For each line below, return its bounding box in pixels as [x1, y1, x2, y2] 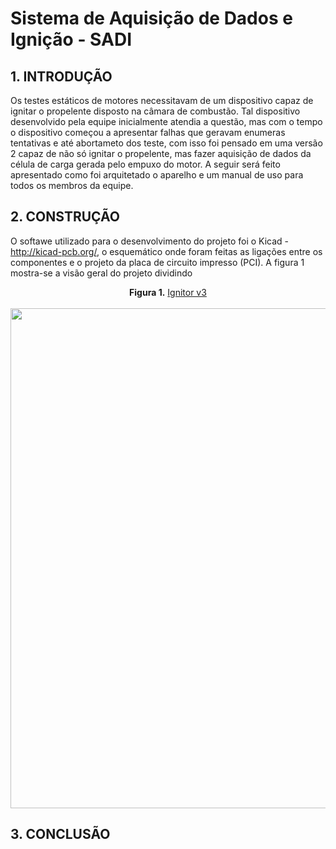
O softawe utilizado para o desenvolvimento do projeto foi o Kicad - [10, 235, 289, 247]
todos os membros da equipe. [10, 180, 134, 191]
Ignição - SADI [10, 28, 133, 51]
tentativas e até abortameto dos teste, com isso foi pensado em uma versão [10, 137, 323, 149]
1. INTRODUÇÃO [10, 68, 113, 85]
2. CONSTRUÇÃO [10, 208, 121, 226]
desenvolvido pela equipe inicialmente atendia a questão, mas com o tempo [10, 116, 323, 127]
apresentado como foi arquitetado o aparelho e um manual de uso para [10, 169, 304, 181]
